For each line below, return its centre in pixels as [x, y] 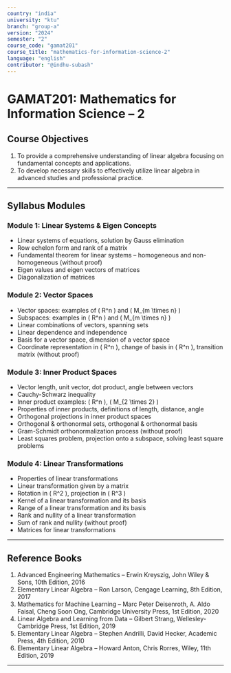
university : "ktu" [33, 20]
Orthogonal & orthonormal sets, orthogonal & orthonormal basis [107, 423]
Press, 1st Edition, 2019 [83, 626]
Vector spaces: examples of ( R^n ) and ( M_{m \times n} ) [99, 310]
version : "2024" [30, 33]
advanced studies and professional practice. [80, 177]
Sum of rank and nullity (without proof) [72, 523]
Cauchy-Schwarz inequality [56, 394]
